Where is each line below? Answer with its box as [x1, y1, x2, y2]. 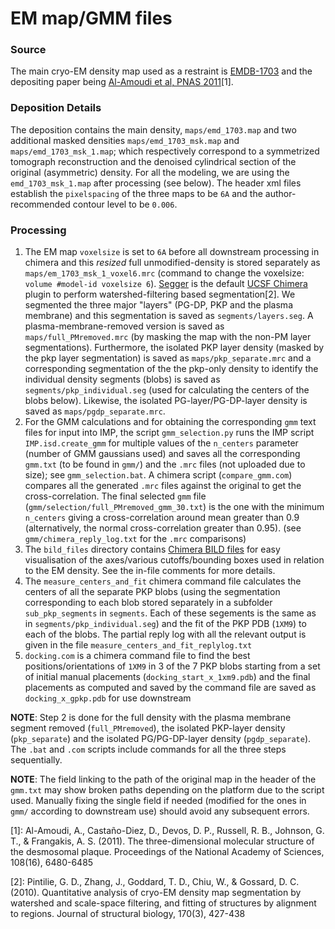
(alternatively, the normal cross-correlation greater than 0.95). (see [24, 522, 302, 534]
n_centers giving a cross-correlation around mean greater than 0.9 [24, 512, 300, 524]
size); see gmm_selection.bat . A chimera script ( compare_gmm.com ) [24, 469, 293, 481]
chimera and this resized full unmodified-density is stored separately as [24, 257, 321, 269]
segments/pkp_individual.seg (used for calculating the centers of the [24, 384, 310, 396]
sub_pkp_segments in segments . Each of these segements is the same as [24, 607, 317, 619]
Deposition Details [10, 101, 102, 115]
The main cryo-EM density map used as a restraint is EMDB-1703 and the [10, 65, 313, 77]
